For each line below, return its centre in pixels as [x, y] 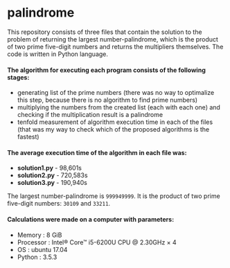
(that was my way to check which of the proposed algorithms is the [113, 129]
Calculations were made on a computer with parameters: [91, 219]
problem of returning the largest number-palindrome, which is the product [113, 39]
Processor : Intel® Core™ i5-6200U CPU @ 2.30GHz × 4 [97, 242]
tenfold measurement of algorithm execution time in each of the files [115, 122]
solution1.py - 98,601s [49, 168]
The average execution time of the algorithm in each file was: [97, 152]
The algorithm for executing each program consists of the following [106, 70]
